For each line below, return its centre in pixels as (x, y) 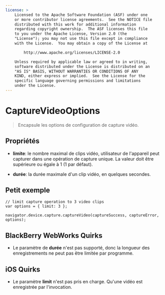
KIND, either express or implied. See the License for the (80, 76)
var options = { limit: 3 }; (36, 207)
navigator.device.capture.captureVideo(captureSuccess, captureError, (82, 215)
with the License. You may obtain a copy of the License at (81, 43)
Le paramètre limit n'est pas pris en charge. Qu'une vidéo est (78, 282)
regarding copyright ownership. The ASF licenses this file (81, 29)
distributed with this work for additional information (76, 24)
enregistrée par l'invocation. (43, 287)
